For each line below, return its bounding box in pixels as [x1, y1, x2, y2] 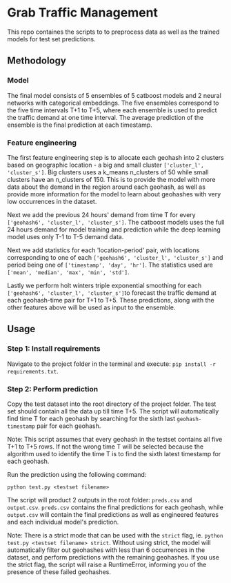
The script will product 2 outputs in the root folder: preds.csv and [7, 495, 192, 504]
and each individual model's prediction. [7, 518, 119, 526]
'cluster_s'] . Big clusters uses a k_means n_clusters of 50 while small [7, 167, 209, 176]
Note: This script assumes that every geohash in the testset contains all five [7, 435, 223, 443]
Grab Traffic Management [7, 5, 159, 21]
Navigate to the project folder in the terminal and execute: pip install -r [7, 360, 216, 368]
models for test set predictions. [7, 34, 96, 43]
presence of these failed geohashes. [7, 567, 112, 576]
